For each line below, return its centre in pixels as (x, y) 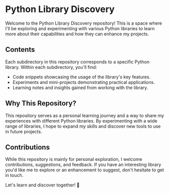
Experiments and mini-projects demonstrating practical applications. (83, 82)
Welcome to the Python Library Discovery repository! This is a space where (84, 23)
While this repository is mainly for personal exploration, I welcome (74, 159)
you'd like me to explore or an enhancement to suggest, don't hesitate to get (85, 170)
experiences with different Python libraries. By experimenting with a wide (81, 121)
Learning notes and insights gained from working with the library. (80, 87)
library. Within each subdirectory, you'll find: (51, 67)
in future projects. (24, 131)
